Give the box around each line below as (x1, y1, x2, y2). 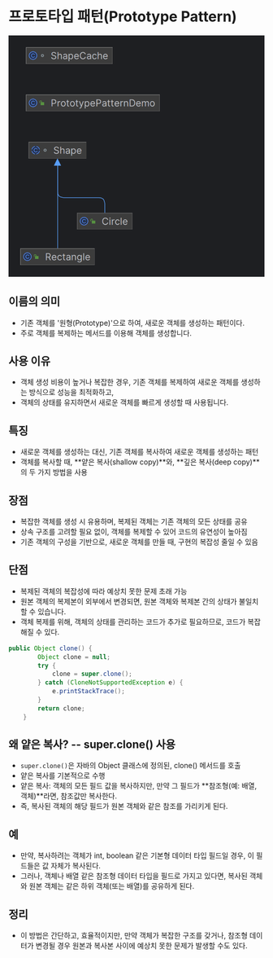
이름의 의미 (8, 295, 61, 309)
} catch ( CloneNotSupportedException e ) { (37, 679, 184, 687)
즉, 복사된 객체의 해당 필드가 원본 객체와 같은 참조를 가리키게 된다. (19, 802, 228, 811)
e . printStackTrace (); (51, 688, 126, 696)
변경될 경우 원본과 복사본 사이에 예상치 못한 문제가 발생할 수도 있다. (35, 941, 248, 951)
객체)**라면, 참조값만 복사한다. (19, 791, 118, 801)
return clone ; (37, 704, 85, 713)
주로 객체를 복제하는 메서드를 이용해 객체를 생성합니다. (19, 327, 193, 338)
